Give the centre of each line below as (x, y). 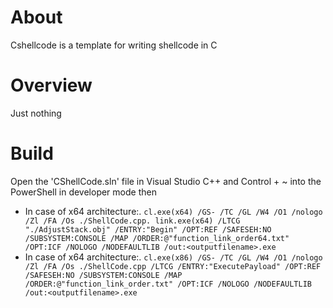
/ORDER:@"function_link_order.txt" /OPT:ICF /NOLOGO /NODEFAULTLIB (168, 284)
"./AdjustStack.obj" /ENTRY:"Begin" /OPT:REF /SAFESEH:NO (148, 229)
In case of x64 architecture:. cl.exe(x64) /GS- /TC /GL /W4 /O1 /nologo (173, 211)
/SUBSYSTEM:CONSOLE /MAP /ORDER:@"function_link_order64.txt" (157, 238)
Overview (51, 85)
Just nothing (36, 113)
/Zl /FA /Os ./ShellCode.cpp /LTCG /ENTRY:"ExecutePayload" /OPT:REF (173, 266)
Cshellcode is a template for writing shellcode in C (114, 45)
